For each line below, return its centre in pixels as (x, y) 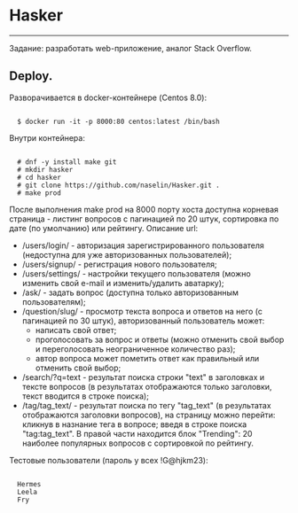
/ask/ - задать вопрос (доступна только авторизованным (130, 292)
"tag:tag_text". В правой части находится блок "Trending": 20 (137, 433)
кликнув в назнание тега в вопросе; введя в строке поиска (134, 424)
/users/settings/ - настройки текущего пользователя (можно (136, 273)
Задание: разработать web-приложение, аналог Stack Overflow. (131, 48)
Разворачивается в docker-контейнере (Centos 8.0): (108, 97)
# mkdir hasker (45, 169)
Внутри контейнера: (47, 137)
